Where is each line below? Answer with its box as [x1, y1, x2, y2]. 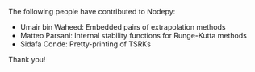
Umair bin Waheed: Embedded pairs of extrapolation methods [19, 22, 226, 31]
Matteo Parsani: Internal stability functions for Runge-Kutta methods [19, 31, 248, 40]
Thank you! [8, 55, 46, 64]
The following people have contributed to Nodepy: [8, 7, 176, 16]
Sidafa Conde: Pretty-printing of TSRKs [19, 39, 152, 49]
